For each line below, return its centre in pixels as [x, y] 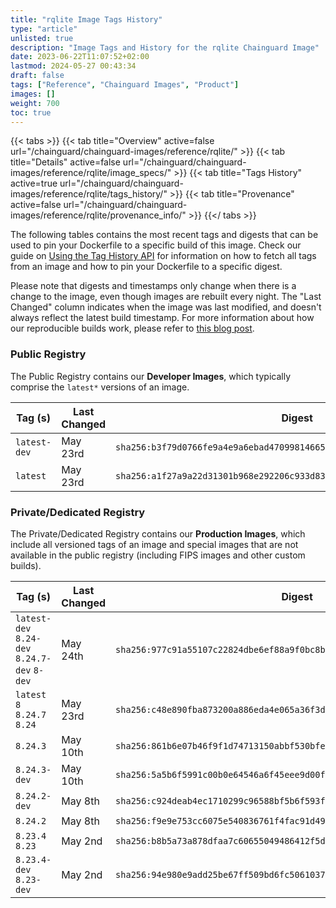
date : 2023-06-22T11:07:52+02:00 [80, 57]
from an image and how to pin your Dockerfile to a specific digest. [146, 267]
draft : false [37, 76]
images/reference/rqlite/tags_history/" [89, 194]
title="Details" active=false [65, 162]
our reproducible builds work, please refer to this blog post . [132, 328]
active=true [34, 183]
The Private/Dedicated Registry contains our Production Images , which [158, 533]
